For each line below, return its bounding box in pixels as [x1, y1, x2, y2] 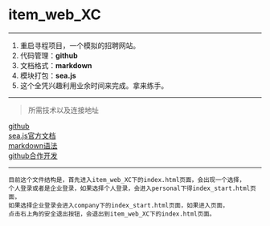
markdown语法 [8, 140, 58, 150]
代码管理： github [19, 50, 78, 60]
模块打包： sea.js [19, 71, 76, 80]
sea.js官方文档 [8, 131, 56, 140]
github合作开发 [8, 151, 58, 160]
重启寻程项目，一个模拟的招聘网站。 [19, 40, 141, 50]
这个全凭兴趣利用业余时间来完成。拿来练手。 [19, 80, 169, 90]
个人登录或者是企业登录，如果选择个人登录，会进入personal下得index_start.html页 [8, 184, 256, 192]
